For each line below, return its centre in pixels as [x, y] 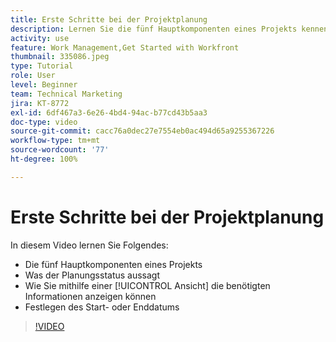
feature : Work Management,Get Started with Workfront [125, 47]
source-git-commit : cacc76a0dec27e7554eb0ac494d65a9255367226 [142, 131]
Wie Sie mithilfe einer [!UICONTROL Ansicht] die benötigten [147, 285]
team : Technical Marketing [66, 94]
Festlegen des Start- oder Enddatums [102, 307]
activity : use [40, 38]
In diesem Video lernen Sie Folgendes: [89, 245]
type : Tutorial [42, 66]
